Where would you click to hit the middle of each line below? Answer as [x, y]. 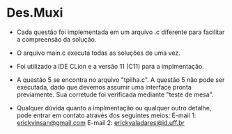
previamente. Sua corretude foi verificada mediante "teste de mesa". [115, 94]
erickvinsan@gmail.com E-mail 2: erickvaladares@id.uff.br [101, 122]
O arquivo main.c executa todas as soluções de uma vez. [98, 53]
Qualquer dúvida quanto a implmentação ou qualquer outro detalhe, [114, 108]
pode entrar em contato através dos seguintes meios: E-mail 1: [106, 115]
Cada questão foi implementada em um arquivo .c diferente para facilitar [121, 32]
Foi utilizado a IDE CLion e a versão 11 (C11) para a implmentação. [110, 66]
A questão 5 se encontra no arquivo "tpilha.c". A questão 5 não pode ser [121, 79]
